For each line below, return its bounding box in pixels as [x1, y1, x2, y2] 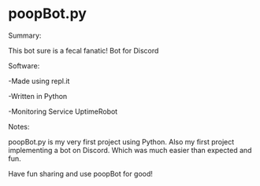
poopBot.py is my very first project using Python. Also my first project [8, 137, 235, 146]
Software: [8, 60, 40, 71]
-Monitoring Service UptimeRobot [8, 107, 118, 116]
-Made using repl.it [8, 76, 70, 86]
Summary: [8, 31, 42, 40]
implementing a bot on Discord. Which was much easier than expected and [8, 145, 252, 155]
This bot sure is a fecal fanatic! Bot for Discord [8, 46, 159, 55]
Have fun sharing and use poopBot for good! [8, 169, 154, 178]
